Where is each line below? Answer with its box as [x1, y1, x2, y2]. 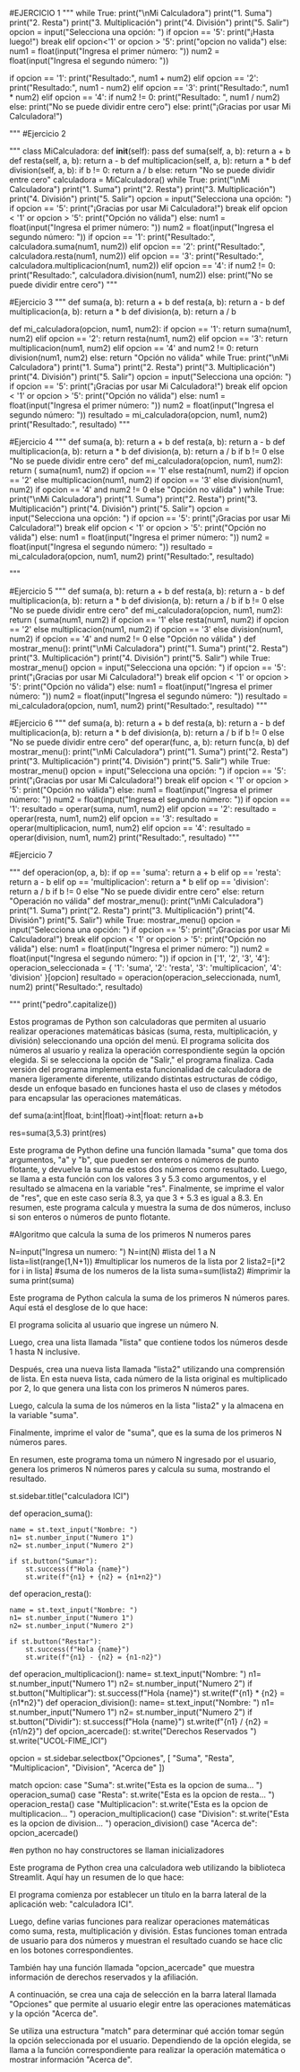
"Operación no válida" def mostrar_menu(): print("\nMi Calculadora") [9, 895, 264, 906]
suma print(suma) [9, 1275, 74, 1285]
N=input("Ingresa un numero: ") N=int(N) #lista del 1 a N [9, 1247, 217, 1256]
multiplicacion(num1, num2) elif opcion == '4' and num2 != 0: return [9, 343, 259, 353]
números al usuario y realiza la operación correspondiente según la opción [9, 1045, 286, 1055]
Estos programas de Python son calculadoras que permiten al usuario [9, 1017, 267, 1027]
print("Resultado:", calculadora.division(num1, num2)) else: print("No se [9, 269, 273, 280]
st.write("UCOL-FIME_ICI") [9, 1735, 107, 1746]
